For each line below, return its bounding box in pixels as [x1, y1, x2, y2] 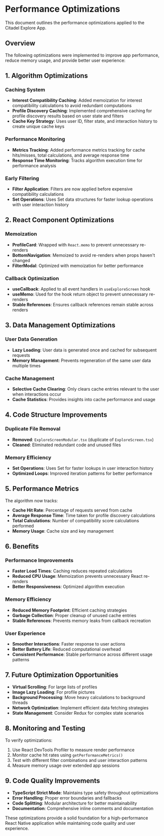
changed [12, 257, 30, 263]
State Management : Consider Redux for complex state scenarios [12, 710, 144, 716]
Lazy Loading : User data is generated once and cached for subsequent [12, 347, 157, 353]
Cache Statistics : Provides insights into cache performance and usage [12, 397, 156, 402]
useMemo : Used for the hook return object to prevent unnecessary [12, 291, 148, 297]
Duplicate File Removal [5, 426, 61, 432]
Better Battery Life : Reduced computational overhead [12, 647, 121, 652]
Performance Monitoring [5, 136, 65, 143]
